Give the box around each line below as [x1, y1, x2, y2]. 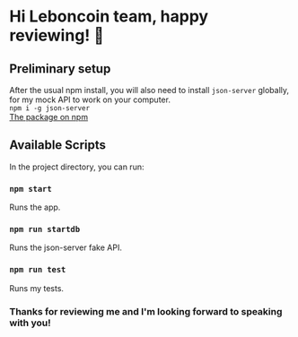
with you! [9, 316, 51, 329]
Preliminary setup [9, 61, 111, 76]
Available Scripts [9, 137, 106, 153]
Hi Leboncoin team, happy [9, 6, 209, 27]
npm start [9, 184, 52, 194]
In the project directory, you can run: [9, 161, 145, 172]
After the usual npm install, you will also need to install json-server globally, [9, 85, 290, 95]
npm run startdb [9, 224, 81, 235]
